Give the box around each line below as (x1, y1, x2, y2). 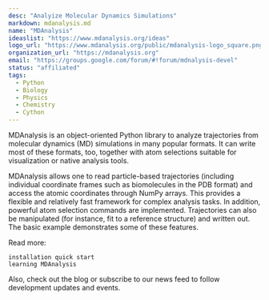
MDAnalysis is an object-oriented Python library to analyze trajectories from (8, 130, 259, 140)
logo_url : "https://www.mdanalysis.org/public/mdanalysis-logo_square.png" (8, 42, 267, 50)
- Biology (15, 86, 48, 94)
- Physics (15, 94, 48, 102)
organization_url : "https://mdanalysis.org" (8, 49, 159, 57)
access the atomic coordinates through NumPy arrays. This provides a (8, 189, 241, 198)
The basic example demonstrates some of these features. (8, 222, 199, 232)
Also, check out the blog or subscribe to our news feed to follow (8, 274, 220, 284)
